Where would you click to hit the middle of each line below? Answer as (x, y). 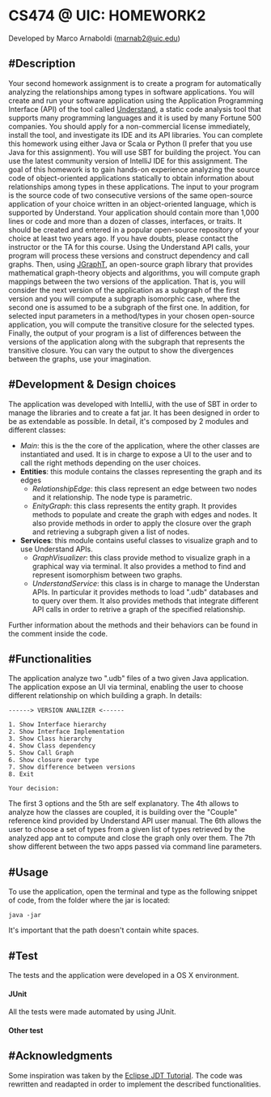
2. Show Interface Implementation (67, 732)
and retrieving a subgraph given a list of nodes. (111, 531)
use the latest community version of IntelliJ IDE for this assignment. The (128, 161)
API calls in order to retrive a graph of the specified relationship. (139, 609)
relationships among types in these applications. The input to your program (133, 186)
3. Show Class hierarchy (50, 739)
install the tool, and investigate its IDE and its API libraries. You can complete (135, 135)
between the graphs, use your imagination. (80, 358)
